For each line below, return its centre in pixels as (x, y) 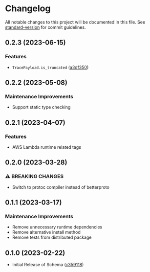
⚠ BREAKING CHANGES (34, 177)
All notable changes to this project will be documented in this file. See (75, 22)
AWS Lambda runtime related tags (47, 147)
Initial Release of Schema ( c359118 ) (48, 265)
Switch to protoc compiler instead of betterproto (61, 187)
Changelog (28, 9)
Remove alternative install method (46, 232)
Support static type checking (41, 107)
